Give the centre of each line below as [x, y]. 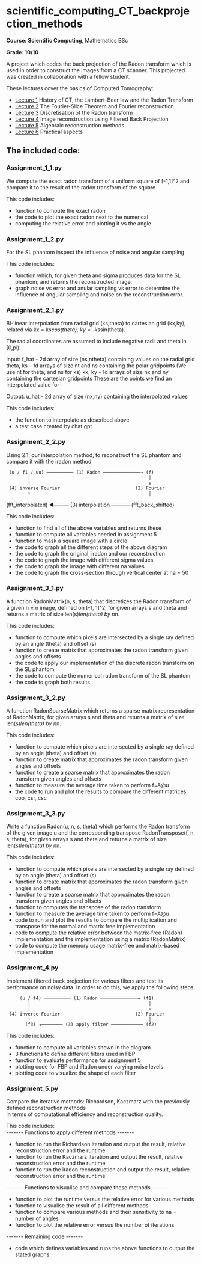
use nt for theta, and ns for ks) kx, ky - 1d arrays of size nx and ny [88, 372]
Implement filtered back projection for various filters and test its [85, 981]
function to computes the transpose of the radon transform [88, 907]
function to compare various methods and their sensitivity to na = [96, 1212]
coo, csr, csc [31, 798]
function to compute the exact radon [60, 210]
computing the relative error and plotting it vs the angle [83, 223]
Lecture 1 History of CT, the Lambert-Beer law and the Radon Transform [104, 100]
